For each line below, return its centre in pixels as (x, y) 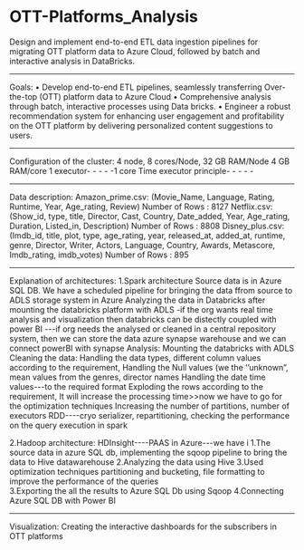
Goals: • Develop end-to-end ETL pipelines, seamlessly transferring (136, 87)
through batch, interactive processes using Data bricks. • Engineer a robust (150, 106)
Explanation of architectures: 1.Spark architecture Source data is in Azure (146, 280)
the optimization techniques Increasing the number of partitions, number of (149, 406)
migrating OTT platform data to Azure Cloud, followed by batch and (135, 51)
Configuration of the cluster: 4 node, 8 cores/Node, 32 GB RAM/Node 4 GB (150, 161)
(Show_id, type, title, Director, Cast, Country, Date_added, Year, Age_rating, (150, 216)
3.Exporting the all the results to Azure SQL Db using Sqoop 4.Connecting (147, 490)
